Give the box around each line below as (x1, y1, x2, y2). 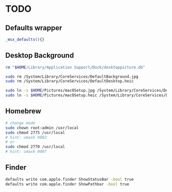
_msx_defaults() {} (5, 37, 45, 42)
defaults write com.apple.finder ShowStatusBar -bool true (5, 177, 134, 182)
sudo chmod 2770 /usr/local (5, 144, 66, 150)
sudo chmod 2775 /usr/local (5, 130, 66, 135)
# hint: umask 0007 (5, 149, 47, 154)
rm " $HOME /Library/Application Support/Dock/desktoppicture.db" (5, 65, 145, 70)
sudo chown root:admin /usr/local (5, 125, 79, 131)
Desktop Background (5, 51, 74, 60)
